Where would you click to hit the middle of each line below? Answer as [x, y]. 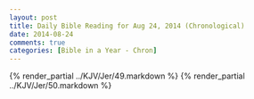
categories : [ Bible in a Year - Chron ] [83, 51]
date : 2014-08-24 [41, 34]
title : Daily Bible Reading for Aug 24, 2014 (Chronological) [127, 26]
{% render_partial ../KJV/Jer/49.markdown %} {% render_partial [127, 76]
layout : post [33, 17]
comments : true [37, 42]
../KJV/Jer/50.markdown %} [61, 86]
